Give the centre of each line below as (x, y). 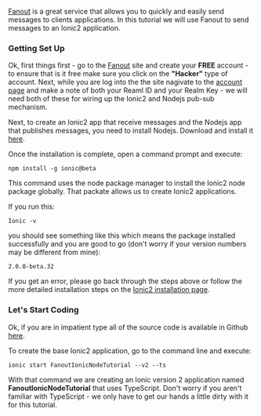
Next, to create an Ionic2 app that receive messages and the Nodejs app (125, 122)
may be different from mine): (54, 252)
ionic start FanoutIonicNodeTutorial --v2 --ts (87, 365)
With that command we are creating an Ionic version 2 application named (126, 379)
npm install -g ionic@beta (52, 169)
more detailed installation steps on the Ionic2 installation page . (109, 290)
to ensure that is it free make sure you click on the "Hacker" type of (118, 74)
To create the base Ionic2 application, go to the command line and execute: (130, 350)
